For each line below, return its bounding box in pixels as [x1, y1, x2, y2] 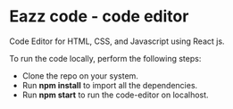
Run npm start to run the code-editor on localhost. [21, 89, 209, 100]
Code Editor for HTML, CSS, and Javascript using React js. [9, 36, 225, 46]
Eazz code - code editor [9, 6, 189, 27]
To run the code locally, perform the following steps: [9, 53, 202, 63]
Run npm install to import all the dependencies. [21, 80, 198, 90]
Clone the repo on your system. [21, 70, 138, 81]
